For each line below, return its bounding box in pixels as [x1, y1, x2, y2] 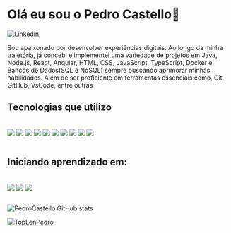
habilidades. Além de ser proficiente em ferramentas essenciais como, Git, [7, 73, 225, 82]
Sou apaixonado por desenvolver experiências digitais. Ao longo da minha [7, 43, 223, 52]
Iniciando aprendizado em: [7, 156, 128, 168]
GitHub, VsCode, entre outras [7, 80, 93, 89]
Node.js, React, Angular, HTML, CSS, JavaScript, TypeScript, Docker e [7, 58, 213, 66]
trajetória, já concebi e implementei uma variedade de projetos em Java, [7, 51, 218, 59]
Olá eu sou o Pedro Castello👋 [7, 6, 180, 23]
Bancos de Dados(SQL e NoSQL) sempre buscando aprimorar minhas [7, 66, 211, 74]
